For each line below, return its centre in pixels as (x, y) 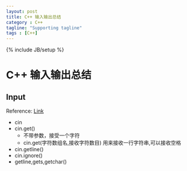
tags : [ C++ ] (22, 33)
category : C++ (25, 22)
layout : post (22, 11)
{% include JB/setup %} (35, 50)
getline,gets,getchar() (41, 162)
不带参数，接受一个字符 (51, 135)
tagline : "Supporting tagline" (44, 28)
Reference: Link (25, 111)
